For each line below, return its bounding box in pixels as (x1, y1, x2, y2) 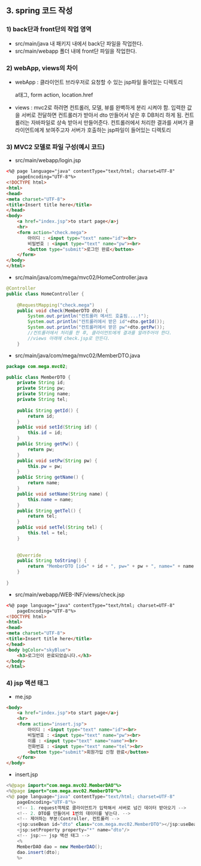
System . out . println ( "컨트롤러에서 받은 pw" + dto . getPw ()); (28, 324, 166, 330)
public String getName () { (17, 475, 84, 481)
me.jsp (14, 693, 32, 700)
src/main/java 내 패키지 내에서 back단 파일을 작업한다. (14, 39, 144, 47)
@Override (17, 552, 42, 558)
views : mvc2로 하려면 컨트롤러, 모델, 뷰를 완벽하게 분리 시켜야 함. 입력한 (14, 104, 186, 111)
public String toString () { (17, 558, 87, 564)
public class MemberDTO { (6, 374, 71, 380)
